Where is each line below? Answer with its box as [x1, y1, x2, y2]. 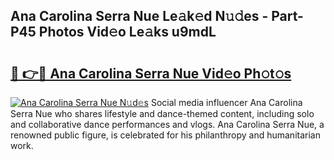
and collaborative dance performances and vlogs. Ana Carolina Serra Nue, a [10, 119, 325, 130]
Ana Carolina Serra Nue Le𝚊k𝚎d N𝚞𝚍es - [10, 8, 269, 25]
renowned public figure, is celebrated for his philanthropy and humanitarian [10, 129, 321, 141]
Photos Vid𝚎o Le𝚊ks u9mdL [38, 24, 217, 41]
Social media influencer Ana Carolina [150, 97, 303, 108]
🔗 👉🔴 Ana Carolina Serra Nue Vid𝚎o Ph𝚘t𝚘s [10, 65, 292, 82]
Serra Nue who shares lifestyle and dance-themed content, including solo [10, 108, 315, 119]
